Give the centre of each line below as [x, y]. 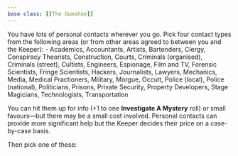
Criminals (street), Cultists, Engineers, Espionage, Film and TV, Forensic [112, 64]
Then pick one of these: [42, 144]
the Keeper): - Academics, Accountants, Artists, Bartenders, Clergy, [107, 49]
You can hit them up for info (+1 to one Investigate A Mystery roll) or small [117, 108]
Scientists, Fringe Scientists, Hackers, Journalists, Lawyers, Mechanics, [112, 72]
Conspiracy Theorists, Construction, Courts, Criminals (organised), [105, 57]
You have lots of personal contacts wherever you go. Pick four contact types [120, 34]
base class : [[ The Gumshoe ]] [50, 14]
